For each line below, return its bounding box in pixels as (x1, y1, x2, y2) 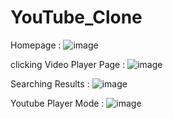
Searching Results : (10, 77, 90, 90)
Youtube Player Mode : (10, 97, 105, 109)
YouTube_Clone (10, 6, 143, 29)
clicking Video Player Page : (10, 58, 126, 70)
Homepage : (10, 39, 62, 51)
